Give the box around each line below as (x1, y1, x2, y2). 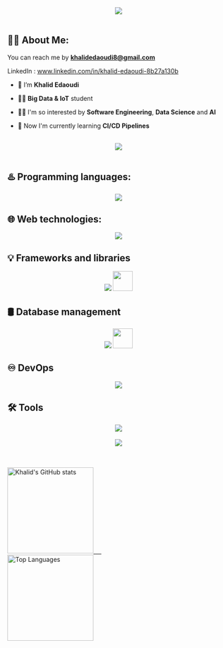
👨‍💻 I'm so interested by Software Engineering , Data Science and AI (17, 107, 217, 116)
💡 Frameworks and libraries (7, 252, 131, 264)
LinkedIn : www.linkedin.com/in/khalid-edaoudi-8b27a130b (7, 66, 179, 75)
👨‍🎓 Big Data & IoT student (17, 94, 93, 102)
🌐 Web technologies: (7, 213, 102, 225)
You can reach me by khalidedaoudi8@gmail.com (7, 53, 155, 61)
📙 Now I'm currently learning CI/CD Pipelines (17, 121, 150, 130)
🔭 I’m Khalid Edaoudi (17, 80, 80, 89)
